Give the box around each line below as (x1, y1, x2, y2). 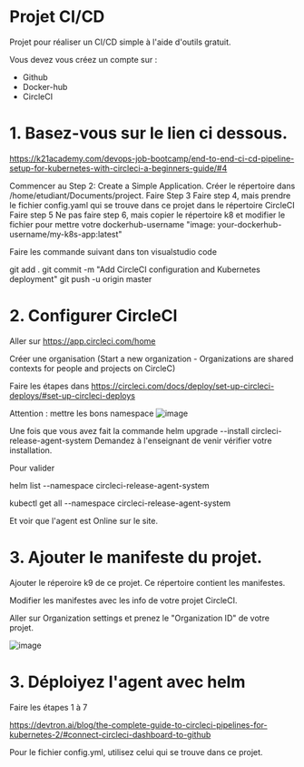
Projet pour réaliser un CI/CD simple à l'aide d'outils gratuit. (9, 36, 231, 47)
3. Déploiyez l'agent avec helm (9, 671, 246, 692)
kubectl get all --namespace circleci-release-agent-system (9, 498, 231, 509)
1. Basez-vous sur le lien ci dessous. (9, 123, 289, 144)
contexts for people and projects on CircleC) (9, 362, 176, 374)
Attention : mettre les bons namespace (9, 408, 154, 419)
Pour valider (9, 462, 55, 473)
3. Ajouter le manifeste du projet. (9, 548, 263, 568)
